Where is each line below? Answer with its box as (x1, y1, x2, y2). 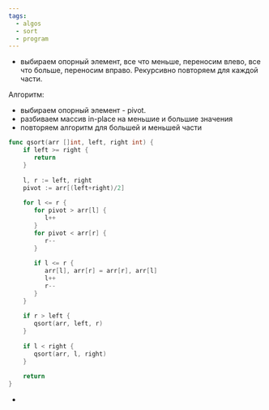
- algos (15, 19, 42, 28)
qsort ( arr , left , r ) (33, 320, 104, 328)
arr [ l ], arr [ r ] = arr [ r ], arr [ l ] (44, 267, 158, 275)
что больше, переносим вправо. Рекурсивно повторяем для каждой (19, 66, 258, 76)
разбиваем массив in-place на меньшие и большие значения (19, 114, 233, 124)
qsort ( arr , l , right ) (33, 350, 107, 358)
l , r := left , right (23, 176, 92, 184)
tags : (8, 11, 27, 20)
